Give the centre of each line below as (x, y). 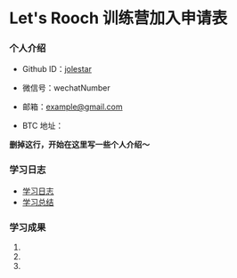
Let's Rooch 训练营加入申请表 (118, 18)
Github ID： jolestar (57, 69)
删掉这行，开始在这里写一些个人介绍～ (79, 145)
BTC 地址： (43, 126)
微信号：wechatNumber (66, 88)
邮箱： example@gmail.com (72, 107)
